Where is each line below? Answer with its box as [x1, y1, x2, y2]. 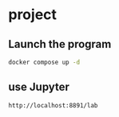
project [8, 6, 58, 24]
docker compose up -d [8, 58, 81, 66]
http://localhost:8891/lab [8, 101, 98, 109]
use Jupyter [8, 80, 70, 94]
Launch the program [8, 37, 112, 51]
